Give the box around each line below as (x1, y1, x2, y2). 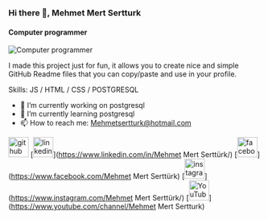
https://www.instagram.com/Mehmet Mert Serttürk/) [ (10, 193, 189, 203)
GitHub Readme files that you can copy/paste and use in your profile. (8, 69, 237, 79)
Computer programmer (8, 27, 88, 37)
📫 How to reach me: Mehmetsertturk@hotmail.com (19, 118, 192, 128)
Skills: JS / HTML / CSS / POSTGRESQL (8, 85, 139, 95)
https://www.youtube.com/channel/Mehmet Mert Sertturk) (10, 201, 205, 212)
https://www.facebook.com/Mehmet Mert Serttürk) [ (10, 171, 185, 181)
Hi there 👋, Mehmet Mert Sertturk (8, 7, 142, 19)
